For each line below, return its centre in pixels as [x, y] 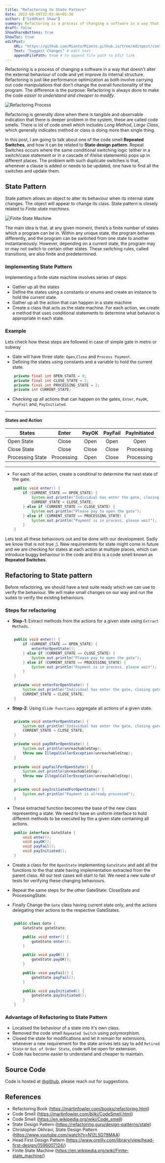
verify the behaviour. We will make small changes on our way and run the [79, 593]
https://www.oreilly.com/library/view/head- [111, 1140]
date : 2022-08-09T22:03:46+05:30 [39, 14]
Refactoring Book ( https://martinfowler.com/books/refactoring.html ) [81, 1109]
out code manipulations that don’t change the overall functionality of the [78, 85]
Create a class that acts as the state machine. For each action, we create [86, 308]
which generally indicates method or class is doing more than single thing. [80, 130]
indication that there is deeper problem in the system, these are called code [82, 120]
